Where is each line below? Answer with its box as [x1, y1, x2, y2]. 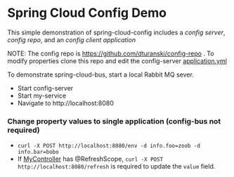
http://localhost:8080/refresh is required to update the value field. [17, 162, 216, 171]
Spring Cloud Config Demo [7, 5, 167, 21]
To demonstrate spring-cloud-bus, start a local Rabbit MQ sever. [7, 70, 195, 79]
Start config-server [17, 84, 74, 92]
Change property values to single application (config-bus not [7, 116, 221, 126]
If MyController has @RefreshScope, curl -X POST [17, 155, 164, 163]
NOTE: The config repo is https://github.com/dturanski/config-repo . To [7, 49, 214, 58]
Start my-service [17, 91, 67, 100]
